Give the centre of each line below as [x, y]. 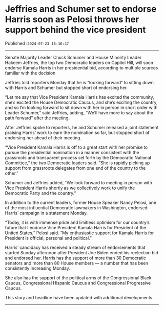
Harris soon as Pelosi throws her [72, 19]
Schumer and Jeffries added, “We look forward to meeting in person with [79, 182]
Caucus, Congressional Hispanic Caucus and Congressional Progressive [78, 283]
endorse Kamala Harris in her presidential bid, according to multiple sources [82, 67]
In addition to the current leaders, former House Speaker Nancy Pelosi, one [81, 202]
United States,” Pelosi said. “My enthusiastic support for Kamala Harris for [80, 233]
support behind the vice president [76, 30]
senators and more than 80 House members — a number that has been [77, 263]
